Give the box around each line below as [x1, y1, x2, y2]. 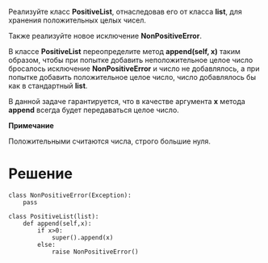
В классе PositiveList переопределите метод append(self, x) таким [8, 47, 241, 56]
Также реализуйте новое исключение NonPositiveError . [8, 31, 202, 40]
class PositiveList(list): [8, 212, 99, 220]
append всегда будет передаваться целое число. [8, 105, 179, 115]
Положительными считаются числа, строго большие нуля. [8, 136, 211, 146]
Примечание [8, 121, 54, 130]
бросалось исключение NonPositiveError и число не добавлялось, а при [8, 64, 260, 73]
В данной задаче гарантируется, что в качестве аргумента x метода [8, 97, 246, 106]
